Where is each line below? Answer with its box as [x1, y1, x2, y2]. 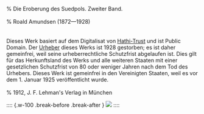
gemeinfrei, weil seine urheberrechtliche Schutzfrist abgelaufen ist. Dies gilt [6, 50, 197, 57]
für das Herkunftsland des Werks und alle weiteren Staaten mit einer [6, 57, 178, 64]
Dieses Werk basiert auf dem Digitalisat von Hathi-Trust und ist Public [6, 38, 181, 44]
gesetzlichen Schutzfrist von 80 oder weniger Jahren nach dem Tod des [6, 63, 188, 70]
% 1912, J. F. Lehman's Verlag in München [6, 89, 113, 96]
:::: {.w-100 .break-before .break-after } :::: [6, 101, 120, 109]
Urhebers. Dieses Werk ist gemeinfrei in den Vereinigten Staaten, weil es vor [6, 70, 198, 76]
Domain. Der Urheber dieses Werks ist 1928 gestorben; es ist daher [6, 44, 176, 51]
